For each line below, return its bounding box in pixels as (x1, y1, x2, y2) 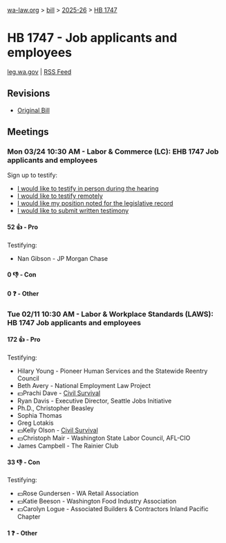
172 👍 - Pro (7, 335, 41, 344)
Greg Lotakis (17, 418, 54, 427)
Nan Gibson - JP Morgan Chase (17, 254, 109, 262)
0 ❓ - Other (7, 289, 39, 297)
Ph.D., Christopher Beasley (17, 404, 95, 412)
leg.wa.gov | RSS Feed (7, 67, 72, 75)
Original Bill (17, 106, 50, 114)
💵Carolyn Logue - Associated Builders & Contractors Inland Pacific (17, 505, 209, 513)
